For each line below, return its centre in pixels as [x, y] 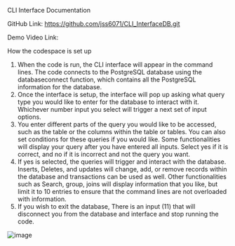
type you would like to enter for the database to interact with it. [108, 102]
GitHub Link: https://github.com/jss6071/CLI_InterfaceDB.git [94, 24]
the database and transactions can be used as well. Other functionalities [122, 176]
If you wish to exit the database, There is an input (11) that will [106, 206]
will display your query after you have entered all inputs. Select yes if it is [123, 147]
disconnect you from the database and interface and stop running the [118, 214]
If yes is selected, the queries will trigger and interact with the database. [122, 162]
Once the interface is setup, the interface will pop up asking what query [121, 95]
